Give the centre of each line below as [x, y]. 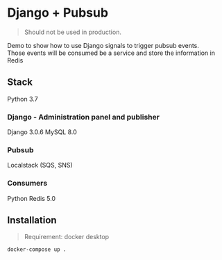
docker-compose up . [37, 250]
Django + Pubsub [58, 13]
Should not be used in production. [72, 32]
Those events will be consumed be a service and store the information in [111, 53]
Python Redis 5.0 [32, 198]
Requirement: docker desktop [67, 237]
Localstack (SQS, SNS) [40, 165]
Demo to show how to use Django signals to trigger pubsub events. [103, 45]
